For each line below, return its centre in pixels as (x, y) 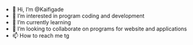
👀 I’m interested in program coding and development (78, 16)
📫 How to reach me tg (41, 36)
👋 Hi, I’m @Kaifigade (38, 9)
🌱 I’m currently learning (42, 22)
